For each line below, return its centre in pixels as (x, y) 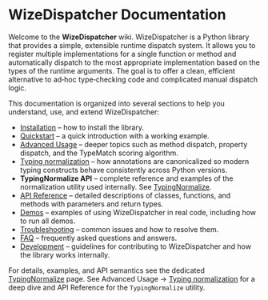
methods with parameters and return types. (92, 204)
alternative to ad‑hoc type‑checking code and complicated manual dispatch (133, 79)
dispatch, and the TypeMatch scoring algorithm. (99, 153)
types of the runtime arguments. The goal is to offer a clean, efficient (122, 70)
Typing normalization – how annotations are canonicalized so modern (134, 161)
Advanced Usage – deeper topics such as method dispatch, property (134, 144)
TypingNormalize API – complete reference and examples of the (126, 178)
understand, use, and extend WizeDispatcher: (84, 112)
